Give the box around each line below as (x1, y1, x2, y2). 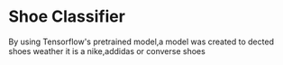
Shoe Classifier (8, 6, 125, 27)
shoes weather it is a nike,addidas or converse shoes (8, 45, 206, 56)
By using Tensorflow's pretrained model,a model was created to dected (8, 36, 274, 47)
